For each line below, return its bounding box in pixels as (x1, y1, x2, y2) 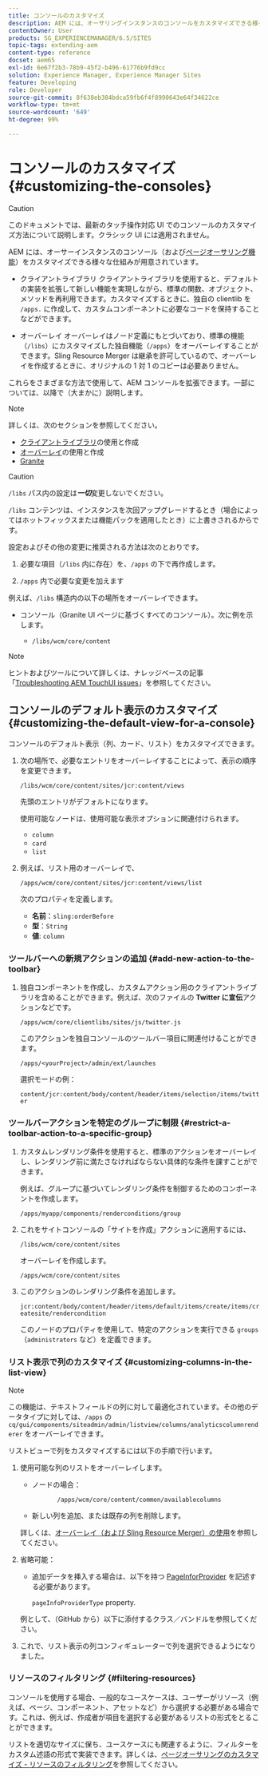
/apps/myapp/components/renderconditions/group (19, 1210, 181, 1218)
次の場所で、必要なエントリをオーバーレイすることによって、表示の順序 (19, 756, 257, 765)
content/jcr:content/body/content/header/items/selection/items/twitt (19, 1090, 260, 1099)
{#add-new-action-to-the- (148, 952, 255, 963)
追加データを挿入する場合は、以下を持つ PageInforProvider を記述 (31, 1571, 250, 1581)
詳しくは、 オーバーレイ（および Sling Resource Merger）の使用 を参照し (19, 1528, 258, 1537)
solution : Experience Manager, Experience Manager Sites (8, 71, 202, 79)
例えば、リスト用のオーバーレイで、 (19, 863, 140, 872)
